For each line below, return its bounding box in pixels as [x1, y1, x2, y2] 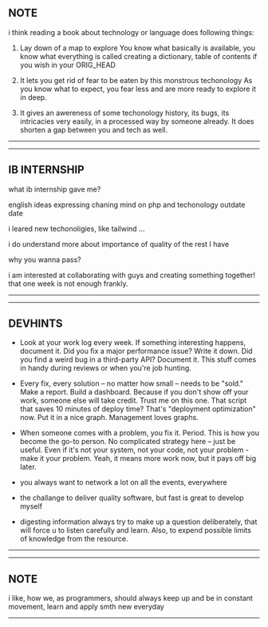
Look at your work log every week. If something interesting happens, [19, 338, 246, 347]
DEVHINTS [8, 317, 63, 331]
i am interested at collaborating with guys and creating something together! [8, 270, 256, 280]
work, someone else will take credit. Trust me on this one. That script [19, 395, 247, 406]
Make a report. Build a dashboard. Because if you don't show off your [19, 387, 249, 397]
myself [19, 502, 42, 511]
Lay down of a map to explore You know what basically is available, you [19, 43, 255, 53]
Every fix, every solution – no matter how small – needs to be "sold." [19, 379, 244, 388]
